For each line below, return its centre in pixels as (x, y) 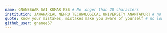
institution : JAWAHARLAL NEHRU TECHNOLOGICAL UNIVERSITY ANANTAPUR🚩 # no (83, 14)
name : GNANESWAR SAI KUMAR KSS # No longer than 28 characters (72, 9)
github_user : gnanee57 (29, 23)
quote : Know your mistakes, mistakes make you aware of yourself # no (80, 18)
